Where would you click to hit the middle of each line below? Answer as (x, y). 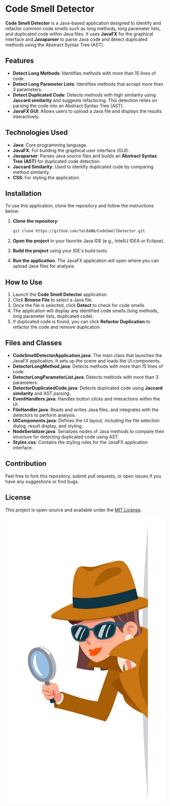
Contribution (26, 464)
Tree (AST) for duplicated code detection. (56, 161)
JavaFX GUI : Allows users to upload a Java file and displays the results (87, 111)
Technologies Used (36, 133)
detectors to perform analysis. (44, 415)
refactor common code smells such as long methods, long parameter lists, (83, 28)
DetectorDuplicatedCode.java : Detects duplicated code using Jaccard (88, 388)
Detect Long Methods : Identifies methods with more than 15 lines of (84, 73)
